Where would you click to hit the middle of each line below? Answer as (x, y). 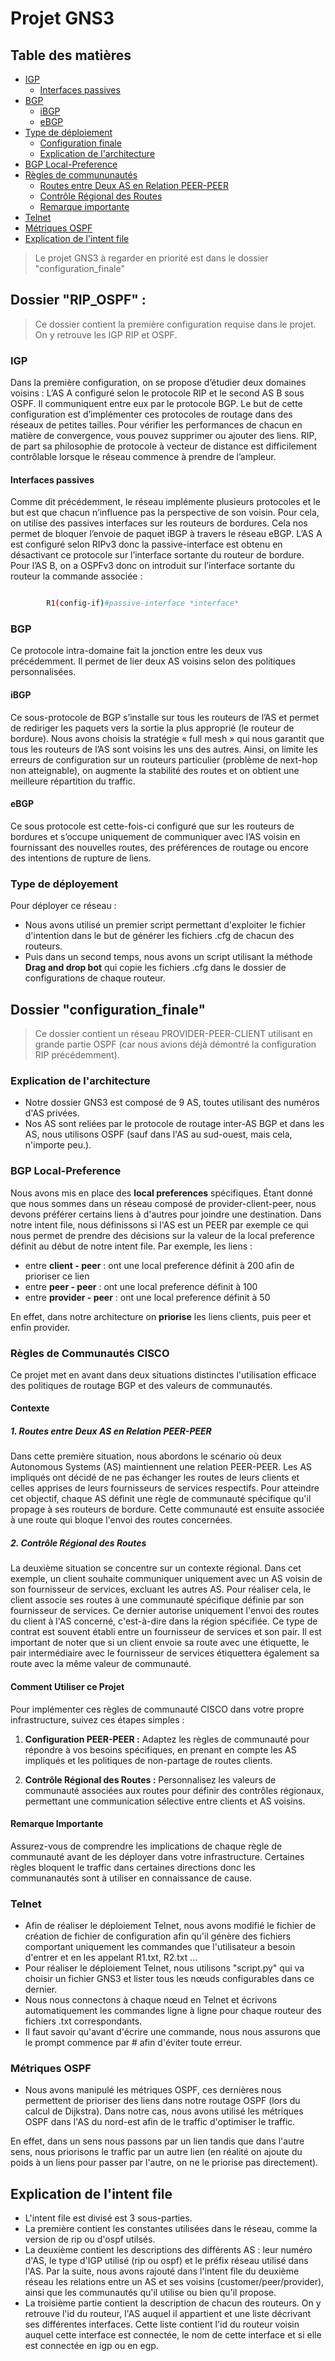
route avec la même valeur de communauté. (101, 1664)
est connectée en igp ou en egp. (91, 2346)
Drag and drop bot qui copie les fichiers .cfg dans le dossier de (155, 968)
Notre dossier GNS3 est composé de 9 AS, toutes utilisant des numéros (172, 1103)
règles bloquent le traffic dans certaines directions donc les (133, 1867)
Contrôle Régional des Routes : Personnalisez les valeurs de (150, 1779)
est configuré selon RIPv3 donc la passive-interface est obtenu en (146, 544)
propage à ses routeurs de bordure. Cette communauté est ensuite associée (167, 1509)
